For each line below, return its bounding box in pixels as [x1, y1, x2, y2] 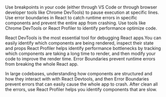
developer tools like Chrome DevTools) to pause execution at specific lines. [5, 9, 159, 15]
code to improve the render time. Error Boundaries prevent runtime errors [5, 56, 156, 61]
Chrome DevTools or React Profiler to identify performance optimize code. [5, 25, 158, 31]
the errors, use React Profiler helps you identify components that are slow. [5, 87, 158, 92]
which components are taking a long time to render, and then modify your [5, 50, 156, 56]
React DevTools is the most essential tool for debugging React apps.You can [5, 35, 162, 41]
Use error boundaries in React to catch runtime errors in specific [5, 15, 138, 20]
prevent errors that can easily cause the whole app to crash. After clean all [5, 81, 158, 87]
